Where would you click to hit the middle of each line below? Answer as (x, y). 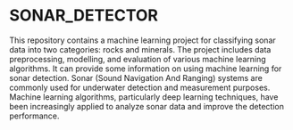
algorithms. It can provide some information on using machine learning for (146, 69)
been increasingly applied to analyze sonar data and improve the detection (146, 106)
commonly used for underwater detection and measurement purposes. (140, 87)
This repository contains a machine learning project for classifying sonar (143, 40)
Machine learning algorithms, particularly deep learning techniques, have (144, 97)
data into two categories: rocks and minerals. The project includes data (140, 49)
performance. (34, 116)
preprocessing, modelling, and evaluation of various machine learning (138, 59)
